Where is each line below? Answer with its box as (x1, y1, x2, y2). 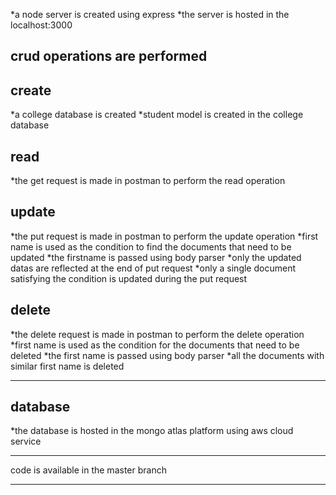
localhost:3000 (10, 19, 73, 31)
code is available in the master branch (10, 464, 167, 476)
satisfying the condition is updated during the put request (10, 272, 248, 284)
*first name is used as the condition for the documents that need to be (10, 339, 300, 351)
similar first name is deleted (10, 360, 125, 372)
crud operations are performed (10, 48, 208, 65)
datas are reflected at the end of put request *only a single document (10, 262, 296, 274)
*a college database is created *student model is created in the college (10, 109, 304, 121)
